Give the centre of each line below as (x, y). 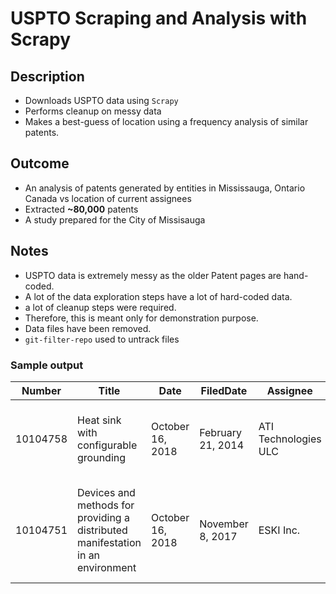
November (224, 524)
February (220, 432)
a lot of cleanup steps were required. (100, 307)
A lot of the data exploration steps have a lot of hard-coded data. (158, 296)
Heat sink (99, 420)
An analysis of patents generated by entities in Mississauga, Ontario (165, 188)
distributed (102, 530)
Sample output (47, 365)
